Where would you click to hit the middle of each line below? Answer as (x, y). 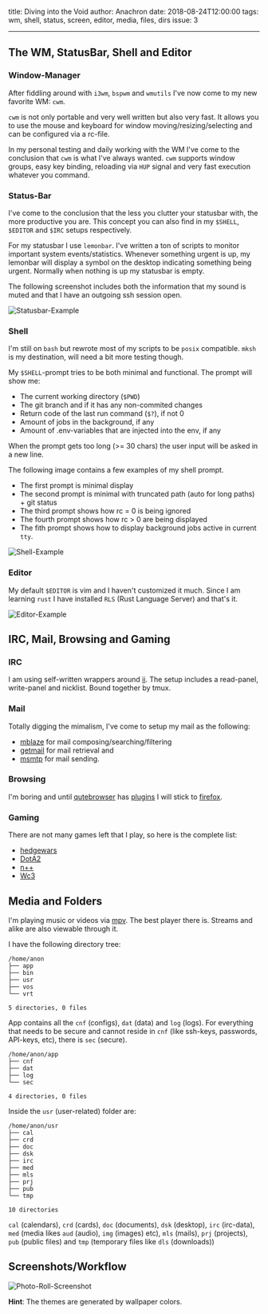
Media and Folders (55, 901)
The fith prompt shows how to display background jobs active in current (138, 528)
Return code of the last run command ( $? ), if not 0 (102, 413)
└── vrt (21, 994)
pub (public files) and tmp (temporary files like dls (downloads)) (112, 1241)
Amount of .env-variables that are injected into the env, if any (120, 430)
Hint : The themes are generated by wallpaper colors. (95, 1301)
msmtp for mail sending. (59, 758)
